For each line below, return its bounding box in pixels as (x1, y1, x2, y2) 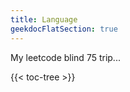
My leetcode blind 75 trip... (10, 51, 121, 63)
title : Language (10, 14, 78, 25)
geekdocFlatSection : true (10, 24, 118, 34)
